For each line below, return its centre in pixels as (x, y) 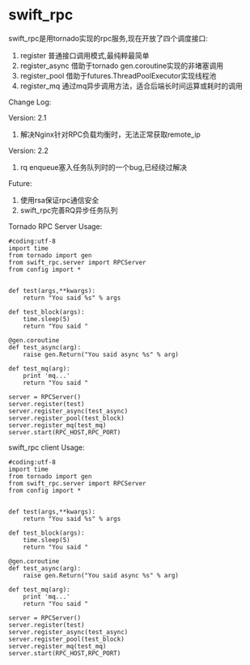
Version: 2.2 (28, 150)
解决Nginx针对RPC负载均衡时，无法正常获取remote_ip (110, 134)
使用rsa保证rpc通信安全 (59, 200)
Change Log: (30, 102)
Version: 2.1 (28, 117)
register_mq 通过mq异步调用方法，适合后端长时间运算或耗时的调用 (131, 86)
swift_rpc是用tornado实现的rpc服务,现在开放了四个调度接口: (108, 38)
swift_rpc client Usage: (47, 447)
